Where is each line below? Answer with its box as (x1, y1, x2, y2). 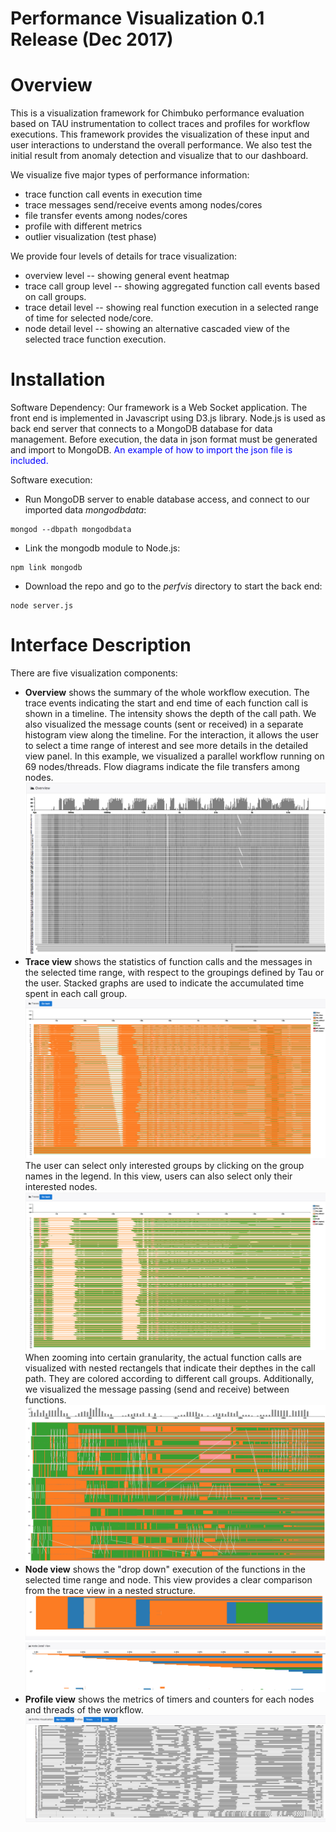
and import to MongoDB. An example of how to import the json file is (10, 444, 293, 456)
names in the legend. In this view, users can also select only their (24, 1170, 293, 1182)
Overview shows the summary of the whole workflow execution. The (24, 687, 310, 698)
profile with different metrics (24, 220, 143, 232)
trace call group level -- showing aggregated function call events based (24, 280, 320, 292)
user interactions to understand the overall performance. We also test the (10, 139, 313, 151)
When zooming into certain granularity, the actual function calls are (24, 1352, 302, 1364)
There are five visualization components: (10, 667, 178, 679)
